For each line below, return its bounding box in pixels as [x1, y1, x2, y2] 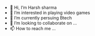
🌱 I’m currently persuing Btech [9, 15, 72, 20]
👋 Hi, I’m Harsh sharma [9, 5, 57, 10]
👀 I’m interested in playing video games [9, 10, 91, 16]
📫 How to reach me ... [9, 26, 56, 31]
